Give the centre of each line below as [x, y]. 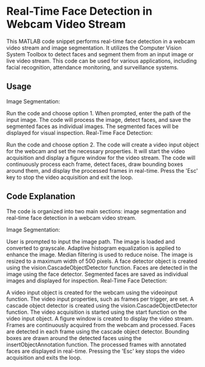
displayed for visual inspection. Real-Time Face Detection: [80, 132]
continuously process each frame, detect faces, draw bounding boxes [95, 164]
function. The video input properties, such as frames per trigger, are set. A [100, 299]
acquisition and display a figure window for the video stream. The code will [101, 157]
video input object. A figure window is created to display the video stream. [100, 318]
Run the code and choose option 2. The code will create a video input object [102, 145]
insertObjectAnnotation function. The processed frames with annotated [96, 344]
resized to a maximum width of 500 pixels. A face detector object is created [102, 261]
